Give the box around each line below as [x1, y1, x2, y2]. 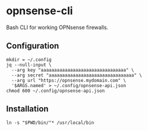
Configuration [6, 41, 59, 51]
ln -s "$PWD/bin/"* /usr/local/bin [6, 120, 95, 126]
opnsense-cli [6, 4, 73, 18]
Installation [6, 104, 49, 114]
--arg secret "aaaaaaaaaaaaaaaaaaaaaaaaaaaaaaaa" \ [11, 72, 143, 78]
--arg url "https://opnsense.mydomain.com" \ [11, 77, 127, 84]
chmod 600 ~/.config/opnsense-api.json [6, 88, 105, 94]
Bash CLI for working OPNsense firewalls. [6, 24, 109, 31]
